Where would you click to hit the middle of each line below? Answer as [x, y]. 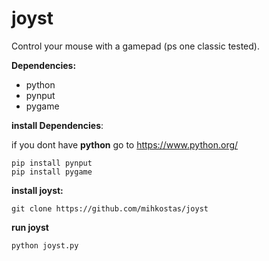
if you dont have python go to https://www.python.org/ [125, 144]
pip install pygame [52, 172]
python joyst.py [45, 245]
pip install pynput [52, 163]
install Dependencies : [57, 125]
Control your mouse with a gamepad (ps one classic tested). [135, 46]
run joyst [30, 227]
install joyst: [37, 190]
